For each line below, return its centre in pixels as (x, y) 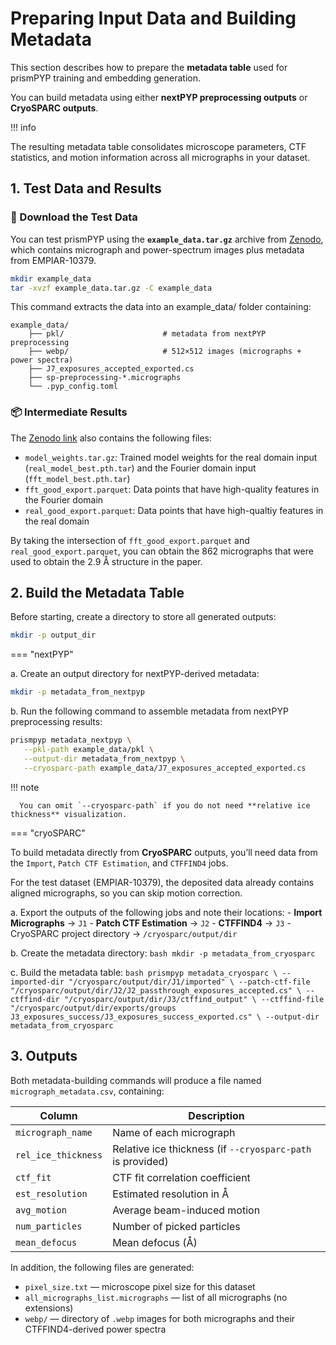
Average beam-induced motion (186, 1210)
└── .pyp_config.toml (73, 387)
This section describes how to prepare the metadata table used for (149, 67)
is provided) (140, 1161)
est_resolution (51, 1193)
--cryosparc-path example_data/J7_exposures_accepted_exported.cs (165, 768)
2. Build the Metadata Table (97, 593)
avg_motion (41, 1210)
